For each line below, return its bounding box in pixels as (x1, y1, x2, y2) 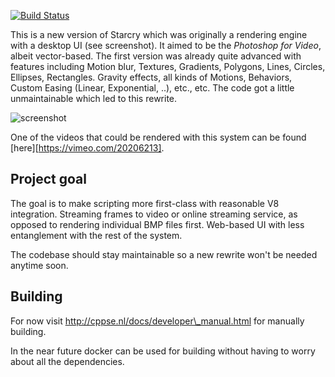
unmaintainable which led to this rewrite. (10, 93, 178, 104)
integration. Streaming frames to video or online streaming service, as (10, 208, 298, 220)
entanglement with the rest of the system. (10, 229, 183, 241)
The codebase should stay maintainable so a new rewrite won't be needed (10, 248, 318, 260)
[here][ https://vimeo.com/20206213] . (10, 142, 165, 154)
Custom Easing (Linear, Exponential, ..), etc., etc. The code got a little (10, 82, 295, 94)
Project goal (10, 171, 87, 188)
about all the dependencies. (10, 355, 125, 367)
